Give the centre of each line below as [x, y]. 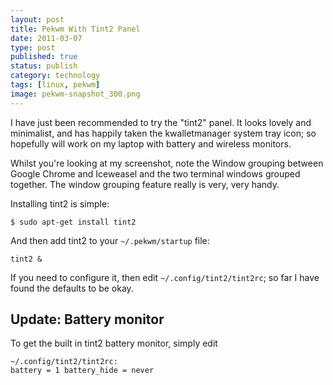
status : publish [44, 66]
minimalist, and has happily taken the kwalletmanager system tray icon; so [163, 133]
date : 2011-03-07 [46, 38]
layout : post [37, 19]
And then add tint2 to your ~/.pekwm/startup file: [110, 240]
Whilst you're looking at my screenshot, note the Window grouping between [167, 163]
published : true [44, 57]
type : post [33, 47]
